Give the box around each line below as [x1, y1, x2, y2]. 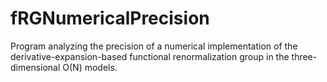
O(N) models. [62, 61, 118, 73]
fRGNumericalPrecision [10, 7, 210, 30]
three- [291, 50, 318, 62]
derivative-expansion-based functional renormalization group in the [10, 50, 290, 62]
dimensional [10, 61, 61, 73]
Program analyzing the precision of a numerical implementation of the [10, 40, 298, 52]
